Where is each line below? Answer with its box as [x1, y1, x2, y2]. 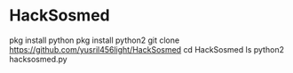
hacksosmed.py [9, 53, 68, 64]
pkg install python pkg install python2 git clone [9, 35, 180, 45]
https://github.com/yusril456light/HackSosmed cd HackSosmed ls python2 [9, 44, 284, 54]
